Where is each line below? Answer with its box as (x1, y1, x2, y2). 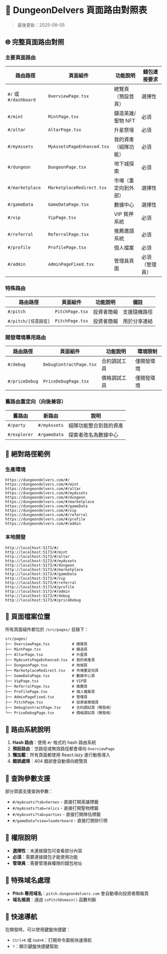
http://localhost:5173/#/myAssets (5, 558, 77, 563)
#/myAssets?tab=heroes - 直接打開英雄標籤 (12, 799, 99, 805)
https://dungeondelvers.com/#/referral (5, 513, 88, 518)
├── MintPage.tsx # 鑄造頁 (5, 647, 88, 652)
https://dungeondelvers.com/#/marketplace (5, 499, 94, 505)
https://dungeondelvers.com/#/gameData (5, 504, 88, 509)
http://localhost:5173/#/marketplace (5, 567, 83, 572)
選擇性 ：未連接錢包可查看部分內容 (12, 847, 83, 853)
